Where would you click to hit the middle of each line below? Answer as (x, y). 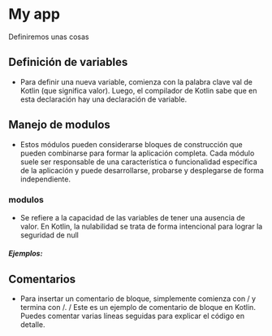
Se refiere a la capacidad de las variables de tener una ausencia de (133, 217)
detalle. (33, 325)
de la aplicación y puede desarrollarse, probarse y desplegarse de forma (142, 170)
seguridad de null (49, 235)
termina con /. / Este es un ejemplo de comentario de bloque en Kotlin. (138, 308)
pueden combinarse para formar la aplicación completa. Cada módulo (137, 153)
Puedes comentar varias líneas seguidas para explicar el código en (132, 316)
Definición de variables (68, 62)
